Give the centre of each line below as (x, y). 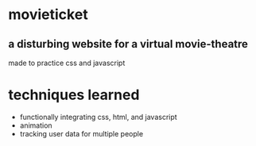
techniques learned (74, 95)
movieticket (48, 15)
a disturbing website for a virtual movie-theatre (128, 44)
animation (36, 125)
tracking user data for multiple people (81, 133)
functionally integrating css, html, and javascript (98, 117)
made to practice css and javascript (67, 63)
